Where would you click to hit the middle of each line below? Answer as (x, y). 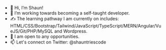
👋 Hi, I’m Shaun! (27, 8)
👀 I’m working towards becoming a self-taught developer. (70, 13)
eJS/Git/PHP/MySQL (31, 31)
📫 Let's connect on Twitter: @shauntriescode (58, 42)
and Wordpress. (71, 31)
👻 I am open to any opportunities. (45, 36)
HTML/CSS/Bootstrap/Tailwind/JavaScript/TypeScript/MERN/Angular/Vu (86, 26)
